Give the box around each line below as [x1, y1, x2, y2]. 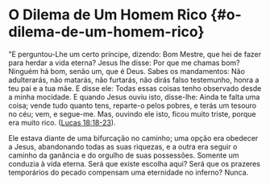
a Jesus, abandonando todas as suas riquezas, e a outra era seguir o [8, 142, 238, 151]
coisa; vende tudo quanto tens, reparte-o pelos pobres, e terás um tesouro [8, 101, 256, 110]
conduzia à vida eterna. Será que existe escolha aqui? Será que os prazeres [8, 158, 260, 168]
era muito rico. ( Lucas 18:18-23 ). [8, 117, 116, 127]
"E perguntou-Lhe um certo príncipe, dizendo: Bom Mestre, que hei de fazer [8, 49, 262, 59]
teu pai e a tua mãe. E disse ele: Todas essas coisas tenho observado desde [8, 83, 262, 93]
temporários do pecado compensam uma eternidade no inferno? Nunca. [8, 167, 249, 177]
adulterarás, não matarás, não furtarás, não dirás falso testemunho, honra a [8, 75, 260, 84]
